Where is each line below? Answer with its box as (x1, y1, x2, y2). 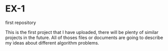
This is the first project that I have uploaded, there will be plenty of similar (5, 29, 158, 35)
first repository (5, 19, 36, 25)
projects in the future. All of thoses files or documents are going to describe (5, 34, 163, 40)
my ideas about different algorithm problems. (5, 39, 100, 45)
